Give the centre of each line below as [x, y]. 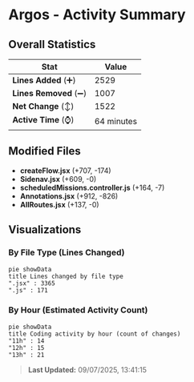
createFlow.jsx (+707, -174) [65, 171]
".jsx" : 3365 [32, 283]
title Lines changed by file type [66, 276]
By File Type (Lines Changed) [67, 252]
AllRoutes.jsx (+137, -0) [59, 204]
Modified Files [45, 151]
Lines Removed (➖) [49, 93]
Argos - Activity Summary [97, 15]
